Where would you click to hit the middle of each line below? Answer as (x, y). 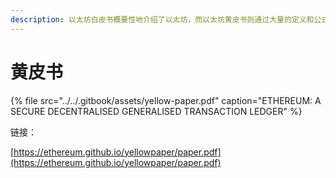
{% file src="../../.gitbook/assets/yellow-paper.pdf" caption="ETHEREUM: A (166, 100)
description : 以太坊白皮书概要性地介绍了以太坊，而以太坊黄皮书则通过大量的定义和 (162, 19)
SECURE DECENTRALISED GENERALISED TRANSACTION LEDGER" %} (156, 111)
